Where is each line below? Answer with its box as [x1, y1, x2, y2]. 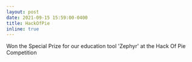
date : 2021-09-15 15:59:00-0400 [6, 15, 88, 21]
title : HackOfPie [6, 20, 50, 26]
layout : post [6, 9, 39, 15]
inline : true [6, 26, 39, 32]
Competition [6, 49, 38, 57]
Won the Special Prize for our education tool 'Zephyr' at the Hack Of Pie [6, 43, 186, 50]
